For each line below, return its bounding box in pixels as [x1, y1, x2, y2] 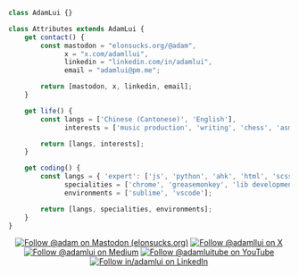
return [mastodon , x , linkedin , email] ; [40, 82, 193, 91]
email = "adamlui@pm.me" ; [64, 66, 162, 75]
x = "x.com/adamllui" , [64, 49, 149, 58]
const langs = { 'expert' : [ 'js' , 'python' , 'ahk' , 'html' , [40, 172, 269, 181]
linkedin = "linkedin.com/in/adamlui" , [64, 58, 213, 67]
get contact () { [24, 32, 86, 42]
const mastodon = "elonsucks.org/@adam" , [40, 41, 197, 50]
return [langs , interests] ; [40, 139, 145, 148]
